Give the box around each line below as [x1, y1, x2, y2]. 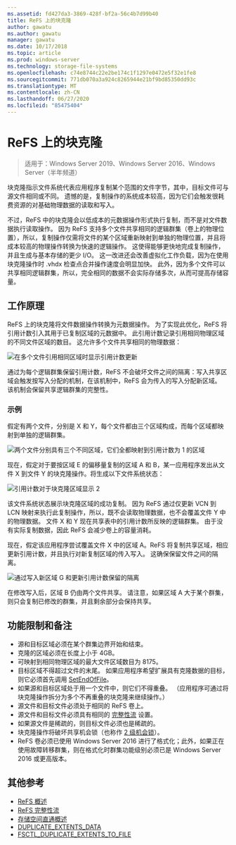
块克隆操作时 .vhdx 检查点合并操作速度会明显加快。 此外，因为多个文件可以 [7, 259, 226, 268]
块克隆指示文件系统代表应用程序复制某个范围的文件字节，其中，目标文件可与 [7, 183, 229, 191]
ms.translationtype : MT [7, 82, 77, 90]
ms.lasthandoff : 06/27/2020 [7, 96, 90, 103]
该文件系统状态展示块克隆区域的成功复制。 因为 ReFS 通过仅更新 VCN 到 [7, 499, 216, 507]
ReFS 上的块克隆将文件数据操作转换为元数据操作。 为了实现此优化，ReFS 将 [7, 320, 228, 328]
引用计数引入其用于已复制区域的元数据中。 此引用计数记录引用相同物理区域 [7, 328, 225, 337]
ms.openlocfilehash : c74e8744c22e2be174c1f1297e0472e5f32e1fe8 [7, 69, 197, 76]
